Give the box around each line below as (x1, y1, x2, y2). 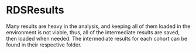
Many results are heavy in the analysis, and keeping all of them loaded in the (6, 23, 191, 30)
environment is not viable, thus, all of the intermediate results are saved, (6, 28, 180, 35)
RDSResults (6, 3, 64, 17)
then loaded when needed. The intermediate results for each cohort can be (6, 35, 188, 42)
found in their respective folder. (6, 41, 82, 48)
